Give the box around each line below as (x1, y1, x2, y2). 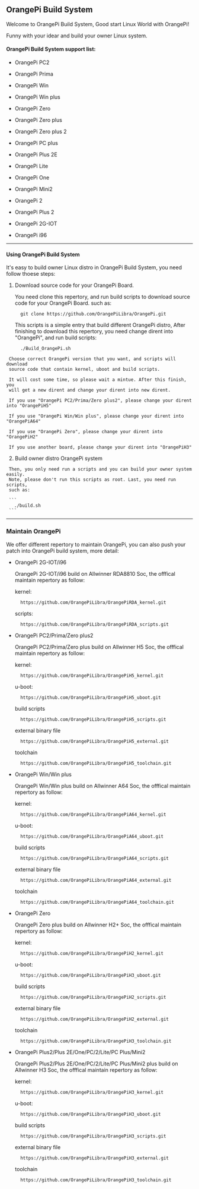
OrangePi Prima (14, 71, 53, 78)
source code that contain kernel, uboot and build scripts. (8, 367, 161, 373)
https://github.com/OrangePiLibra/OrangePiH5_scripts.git (20, 716, 166, 723)
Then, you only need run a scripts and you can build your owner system (8, 466, 192, 472)
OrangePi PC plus (14, 140, 58, 147)
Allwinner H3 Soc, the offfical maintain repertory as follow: (14, 1066, 158, 1073)
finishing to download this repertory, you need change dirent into (14, 328, 174, 335)
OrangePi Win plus (14, 93, 60, 100)
